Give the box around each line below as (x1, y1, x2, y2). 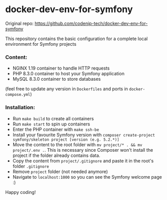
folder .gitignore (12, 163, 49, 169)
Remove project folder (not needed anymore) (12, 169, 108, 175)
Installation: (5, 104, 35, 111)
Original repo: (5, 20, 34, 26)
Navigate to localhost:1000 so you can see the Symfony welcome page (12, 174, 162, 180)
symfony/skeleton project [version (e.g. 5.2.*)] (12, 137, 120, 142)
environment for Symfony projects (5, 41, 77, 47)
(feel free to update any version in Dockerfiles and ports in (5, 86, 128, 92)
